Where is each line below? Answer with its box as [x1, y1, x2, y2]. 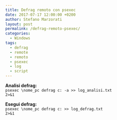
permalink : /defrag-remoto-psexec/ [5, 26, 81, 31]
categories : [5, 31, 30, 36]
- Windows [10, 36, 30, 41]
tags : [5, 41, 17, 46]
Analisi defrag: [5, 83, 37, 89]
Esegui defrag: [5, 101, 37, 107]
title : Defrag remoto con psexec [5, 7, 76, 13]
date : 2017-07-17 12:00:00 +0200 [5, 12, 76, 17]
